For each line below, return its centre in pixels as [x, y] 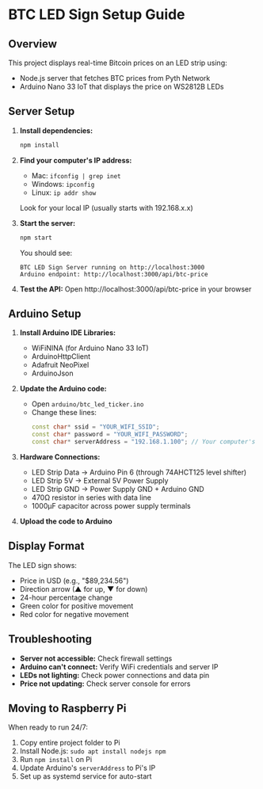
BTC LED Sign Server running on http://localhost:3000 [112, 267]
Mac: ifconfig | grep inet [76, 175]
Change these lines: [64, 413]
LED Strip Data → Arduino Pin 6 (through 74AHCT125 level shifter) [139, 472]
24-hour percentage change [66, 597]
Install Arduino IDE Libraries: [68, 333]
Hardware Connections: [60, 457]
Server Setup [42, 111]
